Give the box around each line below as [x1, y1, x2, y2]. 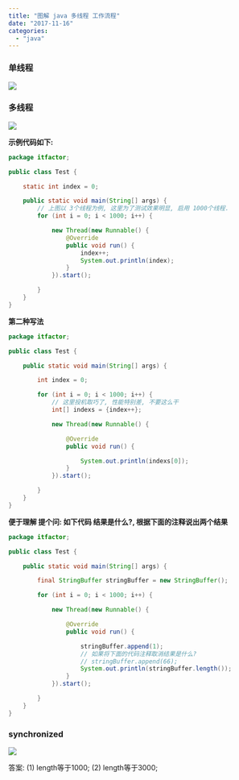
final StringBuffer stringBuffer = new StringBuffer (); [37, 577, 229, 585]
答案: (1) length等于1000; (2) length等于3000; [8, 763, 159, 773]
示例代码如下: [8, 137, 54, 147]
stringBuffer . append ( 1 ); [80, 642, 163, 650]
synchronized [8, 728, 64, 740]
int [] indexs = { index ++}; [51, 406, 142, 414]
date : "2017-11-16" [8, 19, 74, 27]
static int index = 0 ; [23, 182, 99, 190]
